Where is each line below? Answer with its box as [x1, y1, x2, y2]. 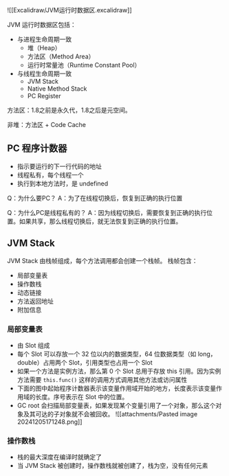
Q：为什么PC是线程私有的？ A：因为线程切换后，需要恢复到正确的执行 [7, 208, 207, 216]
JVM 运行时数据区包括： [7, 21, 77, 29]
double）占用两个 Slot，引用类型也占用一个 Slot [17, 358, 153, 366]
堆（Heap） [27, 44, 61, 52]
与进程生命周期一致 [17, 35, 72, 43]
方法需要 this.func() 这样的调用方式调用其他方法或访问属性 [17, 375, 188, 383]
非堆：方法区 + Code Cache [7, 121, 86, 128]
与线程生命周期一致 [17, 69, 72, 78]
